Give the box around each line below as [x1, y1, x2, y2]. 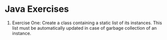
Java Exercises [5, 3, 69, 15]
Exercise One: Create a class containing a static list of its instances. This [12, 20, 162, 26]
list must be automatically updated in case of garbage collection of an [12, 25, 157, 31]
